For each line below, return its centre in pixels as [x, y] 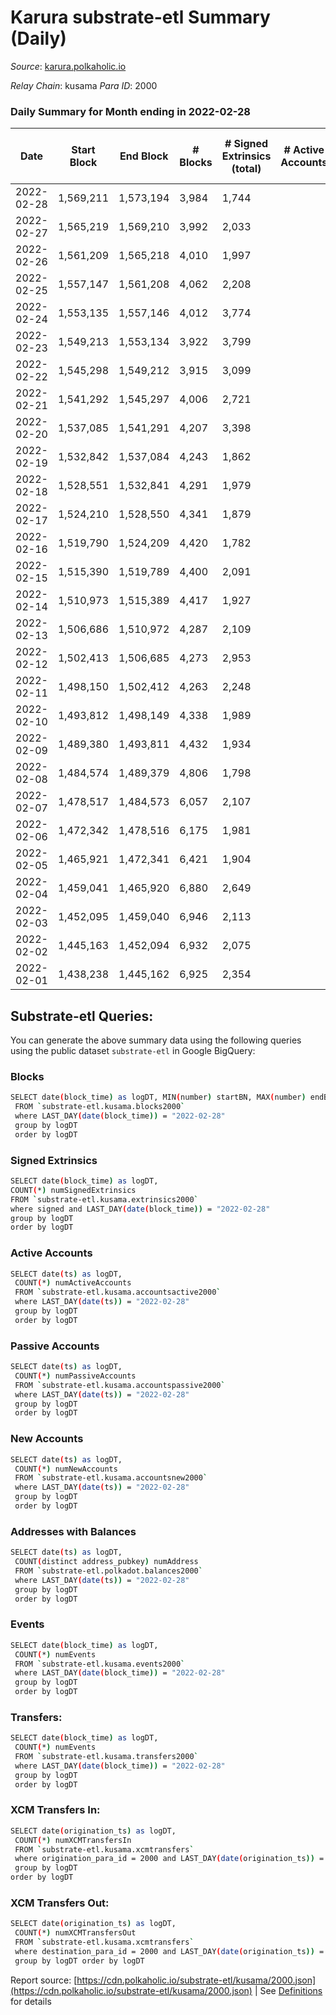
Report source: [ [44, 1980]
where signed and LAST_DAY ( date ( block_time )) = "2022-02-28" [140, 1209]
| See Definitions [288, 1990]
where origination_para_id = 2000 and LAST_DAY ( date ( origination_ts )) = [169, 1859]
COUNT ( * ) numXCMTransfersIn [73, 1840]
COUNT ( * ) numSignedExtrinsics [73, 1190]
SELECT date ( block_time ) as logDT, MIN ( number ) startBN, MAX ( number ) [158, 1097]
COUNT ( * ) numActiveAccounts [73, 1283]
